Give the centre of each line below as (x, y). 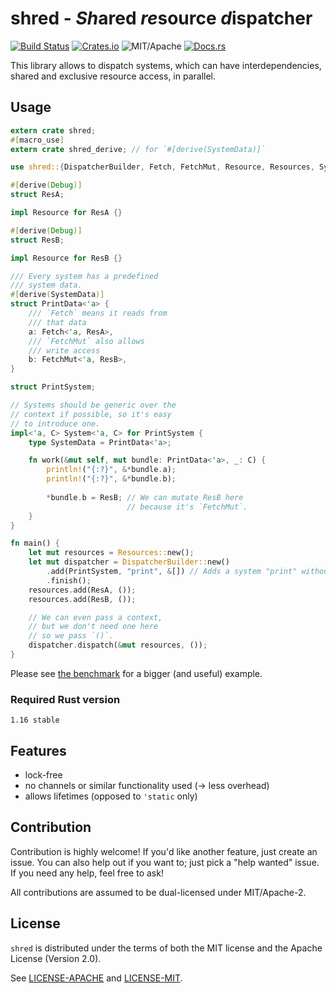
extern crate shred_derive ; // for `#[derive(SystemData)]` (138, 149)
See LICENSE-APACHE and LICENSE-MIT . (96, 978)
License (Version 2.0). (56, 958)
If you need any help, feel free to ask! (87, 873)
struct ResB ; (37, 240)
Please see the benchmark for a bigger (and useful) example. (136, 673)
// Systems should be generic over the (93, 405)
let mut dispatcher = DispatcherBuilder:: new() (129, 562)
